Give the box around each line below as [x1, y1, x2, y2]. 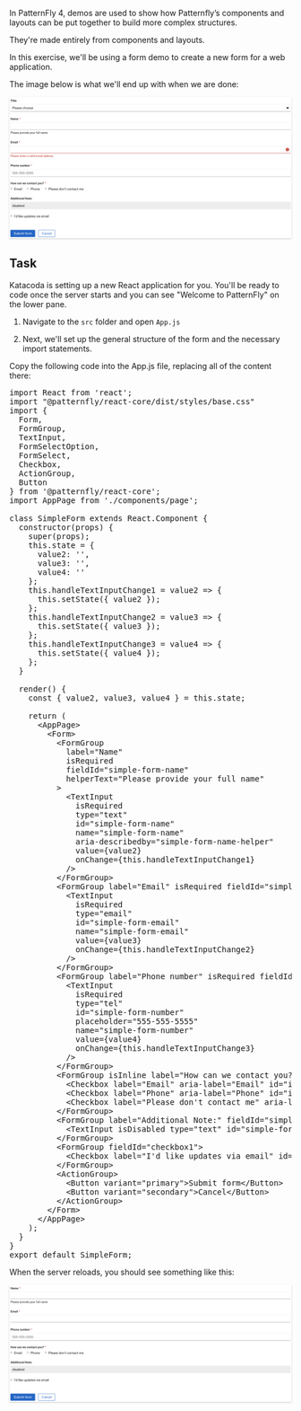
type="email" [75, 908, 133, 919]
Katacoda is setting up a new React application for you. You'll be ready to [9, 279, 279, 290]
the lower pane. [9, 298, 67, 309]
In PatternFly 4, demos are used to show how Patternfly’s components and [9, 8, 285, 18]
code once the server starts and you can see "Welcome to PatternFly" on [9, 289, 279, 300]
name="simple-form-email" [75, 926, 190, 937]
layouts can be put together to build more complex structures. [9, 17, 237, 28]
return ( [28, 710, 67, 721]
